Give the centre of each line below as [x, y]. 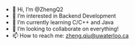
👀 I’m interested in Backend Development [64, 16]
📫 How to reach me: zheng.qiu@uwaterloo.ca [71, 36]
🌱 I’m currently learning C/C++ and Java [63, 22]
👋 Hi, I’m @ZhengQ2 [38, 9]
